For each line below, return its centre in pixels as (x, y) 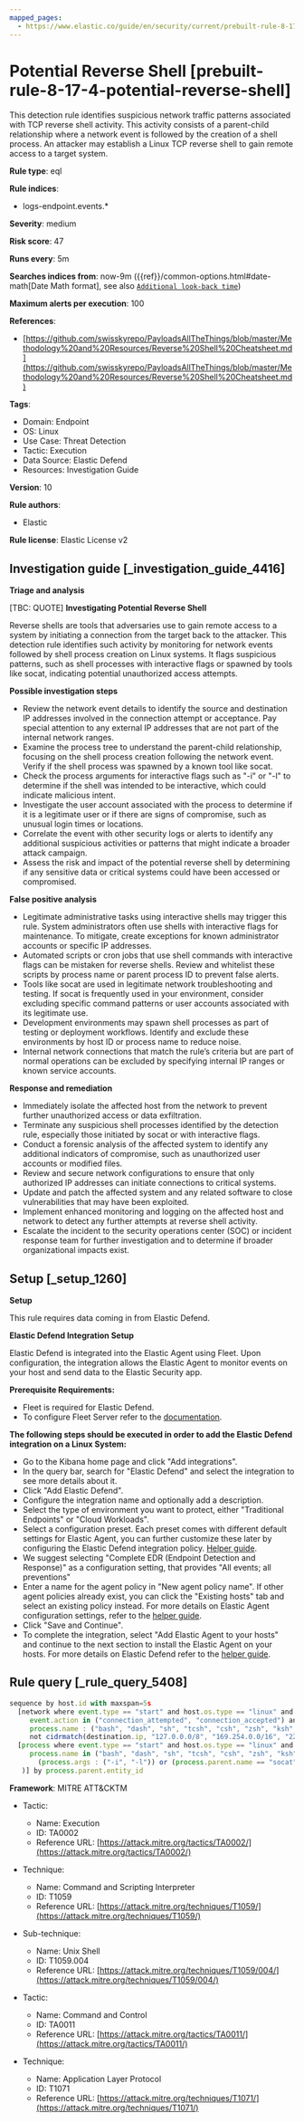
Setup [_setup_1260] (68, 1279)
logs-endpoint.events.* (66, 206)
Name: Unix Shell (68, 1951)
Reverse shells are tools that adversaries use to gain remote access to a (143, 626)
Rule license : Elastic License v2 (69, 540)
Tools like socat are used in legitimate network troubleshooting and (147, 984)
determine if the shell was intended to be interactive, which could (144, 786)
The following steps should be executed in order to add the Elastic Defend (151, 1435)
